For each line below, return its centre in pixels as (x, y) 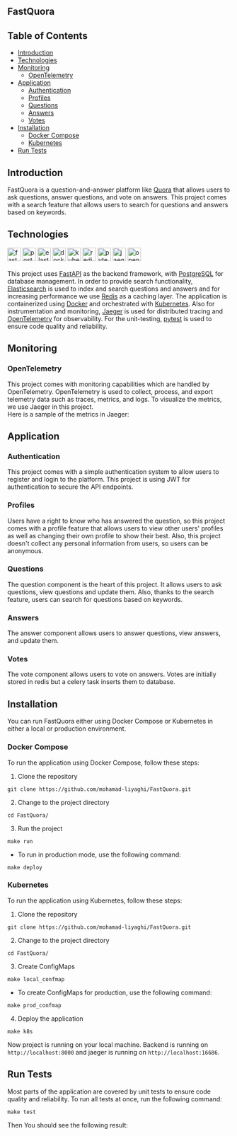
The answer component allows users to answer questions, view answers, (114, 633)
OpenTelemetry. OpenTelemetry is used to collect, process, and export (110, 391)
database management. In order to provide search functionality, (100, 281)
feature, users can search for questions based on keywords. (95, 599)
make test (22, 1112)
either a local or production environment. (67, 729)
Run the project (40, 828)
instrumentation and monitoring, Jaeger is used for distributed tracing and (115, 311)
